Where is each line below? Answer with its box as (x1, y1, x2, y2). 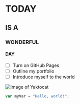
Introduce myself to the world (12, 74, 75, 80)
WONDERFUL (5, 39, 39, 46)
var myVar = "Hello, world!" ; (5, 93, 70, 99)
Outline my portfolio (12, 68, 55, 74)
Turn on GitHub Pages (12, 62, 60, 68)
